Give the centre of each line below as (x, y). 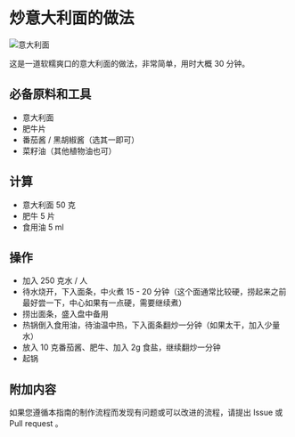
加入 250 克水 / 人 (55, 280)
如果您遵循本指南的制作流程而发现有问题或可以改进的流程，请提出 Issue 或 (146, 413)
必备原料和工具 (50, 94)
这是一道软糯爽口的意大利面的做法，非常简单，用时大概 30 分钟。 (130, 63)
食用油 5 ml (43, 227)
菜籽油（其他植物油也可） (69, 150)
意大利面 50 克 (49, 205)
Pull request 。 (37, 424)
